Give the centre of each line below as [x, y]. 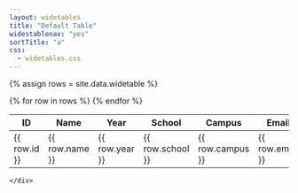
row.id [27, 149]
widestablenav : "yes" [49, 34]
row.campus [224, 149]
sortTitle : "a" [37, 42]
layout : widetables [45, 17]
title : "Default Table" [53, 26]
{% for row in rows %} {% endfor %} [76, 101]
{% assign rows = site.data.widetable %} [83, 84]
